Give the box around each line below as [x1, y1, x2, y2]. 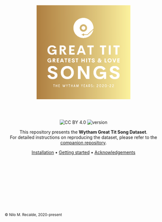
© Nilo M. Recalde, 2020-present [4, 212, 62, 217]
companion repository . [60, 140, 107, 145]
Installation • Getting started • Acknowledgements [31, 149, 135, 155]
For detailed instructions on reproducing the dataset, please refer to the [9, 134, 157, 140]
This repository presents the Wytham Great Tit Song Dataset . [19, 129, 148, 135]
